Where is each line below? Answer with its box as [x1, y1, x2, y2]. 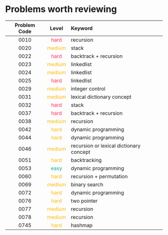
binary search [70, 181, 103, 188]
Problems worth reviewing [5, 4, 117, 15]
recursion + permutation [70, 173, 128, 180]
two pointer [70, 197, 98, 204]
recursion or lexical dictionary [70, 142, 141, 149]
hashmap [70, 221, 93, 228]
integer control [70, 85, 106, 92]
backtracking [70, 156, 102, 163]
